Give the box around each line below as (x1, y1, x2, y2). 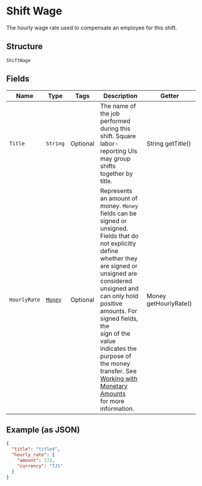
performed (100, 117, 130, 125)
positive (100, 299, 123, 308)
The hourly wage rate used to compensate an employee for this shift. (6, 24, 177, 31)
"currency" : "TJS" (17, 463, 63, 469)
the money (100, 359, 130, 368)
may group (100, 154, 131, 163)
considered (100, 276, 132, 285)
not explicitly (100, 239, 136, 248)
